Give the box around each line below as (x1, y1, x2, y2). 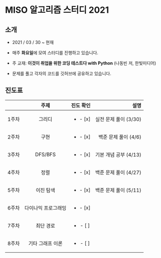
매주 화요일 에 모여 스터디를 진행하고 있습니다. (12, 50, 99, 55)
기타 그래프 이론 (28, 240, 63, 247)
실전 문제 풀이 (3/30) (95, 116, 141, 122)
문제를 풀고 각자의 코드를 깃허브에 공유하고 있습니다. (12, 70, 111, 76)
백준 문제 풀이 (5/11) (95, 187, 141, 193)
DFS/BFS (35, 151, 56, 158)
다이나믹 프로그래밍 (24, 204, 67, 211)
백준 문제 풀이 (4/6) (98, 133, 141, 140)
